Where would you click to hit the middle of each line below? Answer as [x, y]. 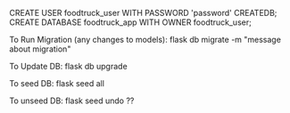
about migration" [40, 49]
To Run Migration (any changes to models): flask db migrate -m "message [145, 40]
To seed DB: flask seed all [57, 83]
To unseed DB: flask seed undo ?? [72, 101]
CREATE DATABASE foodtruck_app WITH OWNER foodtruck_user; [130, 22]
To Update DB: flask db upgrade [68, 66]
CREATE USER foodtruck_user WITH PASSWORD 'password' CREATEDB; [143, 13]
